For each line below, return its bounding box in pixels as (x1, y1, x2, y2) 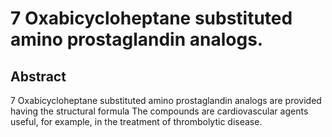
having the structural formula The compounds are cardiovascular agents (10, 105, 309, 117)
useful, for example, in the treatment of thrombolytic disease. (10, 116, 263, 127)
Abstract (10, 68, 67, 85)
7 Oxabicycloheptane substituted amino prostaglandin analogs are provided (10, 95, 322, 106)
